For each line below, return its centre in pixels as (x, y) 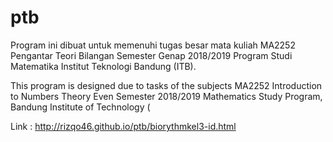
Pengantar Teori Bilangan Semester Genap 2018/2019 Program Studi (151, 55)
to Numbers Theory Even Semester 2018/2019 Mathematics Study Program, (166, 96)
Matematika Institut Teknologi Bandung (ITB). (103, 66)
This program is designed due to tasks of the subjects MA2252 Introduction (166, 85)
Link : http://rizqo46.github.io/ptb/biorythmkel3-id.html (123, 126)
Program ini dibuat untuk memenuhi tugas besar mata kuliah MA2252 (153, 45)
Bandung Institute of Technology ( (80, 107)
